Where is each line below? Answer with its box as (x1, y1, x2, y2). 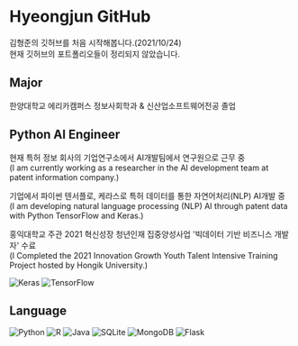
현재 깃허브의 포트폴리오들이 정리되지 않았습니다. (9, 48, 181, 59)
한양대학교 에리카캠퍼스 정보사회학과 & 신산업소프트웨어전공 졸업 (9, 100, 237, 111)
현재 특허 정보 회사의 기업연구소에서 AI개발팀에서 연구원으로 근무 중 (9, 151, 246, 163)
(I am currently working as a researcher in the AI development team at (9, 162, 269, 173)
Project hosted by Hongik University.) (9, 259, 149, 270)
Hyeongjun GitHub (9, 6, 151, 27)
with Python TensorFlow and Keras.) (9, 210, 144, 221)
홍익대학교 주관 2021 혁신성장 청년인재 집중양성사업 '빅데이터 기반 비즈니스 (9, 228, 273, 240)
